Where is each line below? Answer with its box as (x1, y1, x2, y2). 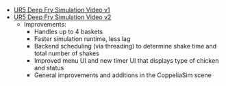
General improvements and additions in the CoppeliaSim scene (34, 71, 212, 79)
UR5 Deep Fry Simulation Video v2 (13, 13, 112, 21)
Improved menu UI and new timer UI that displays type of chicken (34, 57, 219, 64)
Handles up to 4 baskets (34, 27, 103, 35)
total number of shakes (34, 49, 99, 57)
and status (34, 64, 64, 72)
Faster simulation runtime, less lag (34, 35, 131, 43)
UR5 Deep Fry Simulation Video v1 (13, 6, 110, 14)
